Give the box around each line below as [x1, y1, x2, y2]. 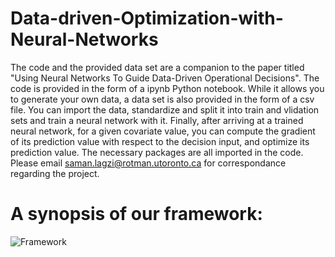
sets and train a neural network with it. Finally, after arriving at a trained [10, 114, 304, 126]
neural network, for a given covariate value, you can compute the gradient [10, 125, 316, 137]
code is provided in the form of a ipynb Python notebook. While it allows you [10, 82, 325, 94]
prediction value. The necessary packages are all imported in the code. [10, 146, 304, 158]
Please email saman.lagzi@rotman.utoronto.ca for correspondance [10, 157, 287, 169]
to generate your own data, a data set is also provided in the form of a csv [10, 93, 315, 105]
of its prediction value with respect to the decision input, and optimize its [10, 135, 310, 147]
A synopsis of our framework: [10, 203, 263, 226]
